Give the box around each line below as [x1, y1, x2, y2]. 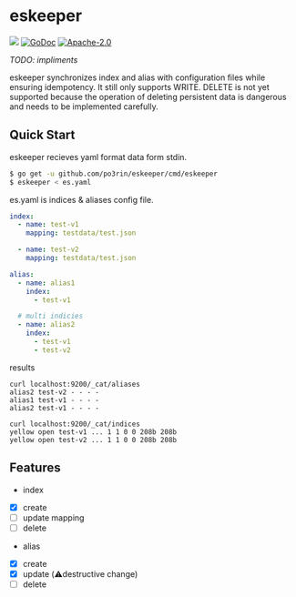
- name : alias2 [17, 320, 76, 329]
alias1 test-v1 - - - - [9, 395, 100, 405]
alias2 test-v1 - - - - [9, 403, 100, 412]
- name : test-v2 [17, 245, 79, 255]
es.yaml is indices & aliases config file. [9, 194, 154, 205]
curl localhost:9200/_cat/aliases [9, 379, 141, 389]
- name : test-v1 [17, 220, 79, 229]
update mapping [22, 511, 85, 523]
